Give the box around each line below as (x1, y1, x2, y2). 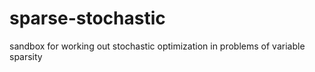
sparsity (9, 50, 43, 62)
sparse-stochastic (9, 7, 166, 30)
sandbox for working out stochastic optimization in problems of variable (9, 40, 306, 52)
